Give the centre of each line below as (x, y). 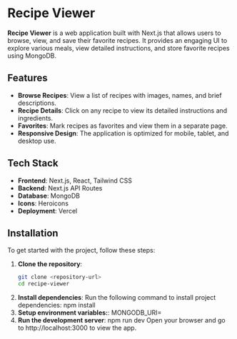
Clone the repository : (50, 264)
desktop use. (37, 141)
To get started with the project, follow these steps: (81, 251)
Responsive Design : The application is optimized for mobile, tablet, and (123, 133)
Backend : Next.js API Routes (60, 188)
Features (27, 78)
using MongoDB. (32, 56)
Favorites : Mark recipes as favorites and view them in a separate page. (122, 126)
